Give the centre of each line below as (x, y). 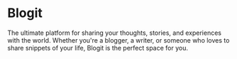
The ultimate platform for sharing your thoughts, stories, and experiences (115, 33)
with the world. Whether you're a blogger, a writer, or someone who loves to (118, 40)
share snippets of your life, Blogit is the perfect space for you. (98, 48)
